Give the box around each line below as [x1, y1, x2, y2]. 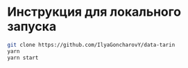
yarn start [7, 54, 39, 61]
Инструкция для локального [7, 4, 182, 20]
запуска [7, 19, 57, 34]
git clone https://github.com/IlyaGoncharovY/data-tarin [7, 41, 176, 48]
